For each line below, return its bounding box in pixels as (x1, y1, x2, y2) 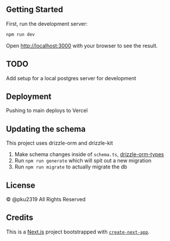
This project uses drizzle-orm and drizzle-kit (6, 140, 114, 147)
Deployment (6, 91, 52, 101)
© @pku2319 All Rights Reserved (6, 195, 86, 202)
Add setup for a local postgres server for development (6, 74, 137, 81)
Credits (6, 213, 34, 223)
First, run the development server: (6, 20, 88, 27)
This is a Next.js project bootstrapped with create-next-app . (6, 228, 150, 235)
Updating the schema (6, 124, 86, 134)
